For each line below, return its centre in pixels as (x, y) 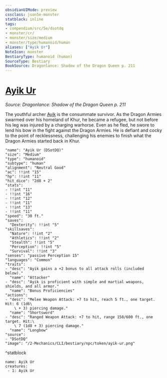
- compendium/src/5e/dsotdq (34, 29)
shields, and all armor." (32, 287)
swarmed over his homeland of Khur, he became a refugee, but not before (82, 120)
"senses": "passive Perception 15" (42, 256)
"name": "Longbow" (29, 330)
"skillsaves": (20, 229)
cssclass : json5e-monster (32, 15)
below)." (14, 273)
